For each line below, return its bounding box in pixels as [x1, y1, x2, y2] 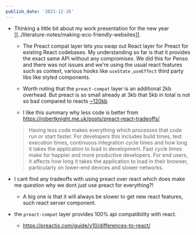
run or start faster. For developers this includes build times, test [28, 133, 183, 140]
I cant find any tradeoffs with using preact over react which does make [13, 175, 185, 182]
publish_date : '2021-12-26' [5, 8, 75, 15]
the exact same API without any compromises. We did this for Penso [22, 55, 188, 62]
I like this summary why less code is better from [22, 109, 138, 116]
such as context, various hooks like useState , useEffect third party [22, 67, 184, 74]
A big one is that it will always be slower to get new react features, [22, 193, 183, 200]
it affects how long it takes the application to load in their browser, [28, 157, 188, 164]
